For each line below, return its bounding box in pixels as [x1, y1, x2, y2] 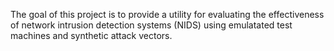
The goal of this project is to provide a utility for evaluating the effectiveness [10, 9, 325, 20]
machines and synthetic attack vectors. [10, 30, 173, 41]
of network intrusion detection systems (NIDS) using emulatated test [10, 19, 293, 31]
